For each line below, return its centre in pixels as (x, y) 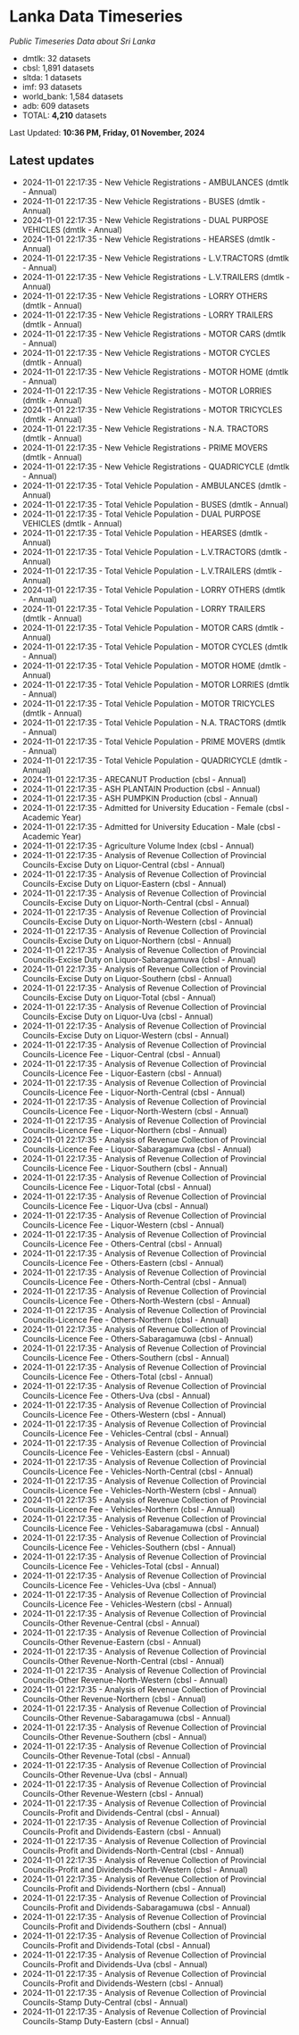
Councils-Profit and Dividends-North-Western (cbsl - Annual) (135, 1869)
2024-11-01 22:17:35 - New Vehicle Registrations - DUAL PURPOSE (145, 219)
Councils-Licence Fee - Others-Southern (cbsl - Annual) (126, 1357)
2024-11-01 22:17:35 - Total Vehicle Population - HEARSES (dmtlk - (145, 533)
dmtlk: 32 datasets (56, 58)
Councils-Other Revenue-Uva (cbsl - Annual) (105, 1774)
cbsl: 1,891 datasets (58, 68)
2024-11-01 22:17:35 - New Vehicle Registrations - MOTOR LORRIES (147, 391)
